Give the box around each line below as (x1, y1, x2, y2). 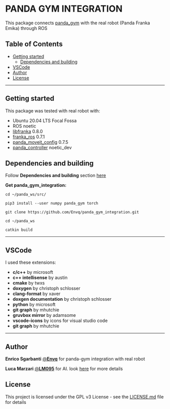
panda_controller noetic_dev (12, 144, 72, 150)
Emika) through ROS (5, 25, 48, 31)
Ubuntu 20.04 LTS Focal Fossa (12, 117, 77, 124)
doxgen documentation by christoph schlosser (12, 296, 112, 302)
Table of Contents (5, 40, 63, 49)
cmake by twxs (12, 280, 45, 286)
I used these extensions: (5, 259, 57, 266)
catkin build (5, 227, 33, 233)
